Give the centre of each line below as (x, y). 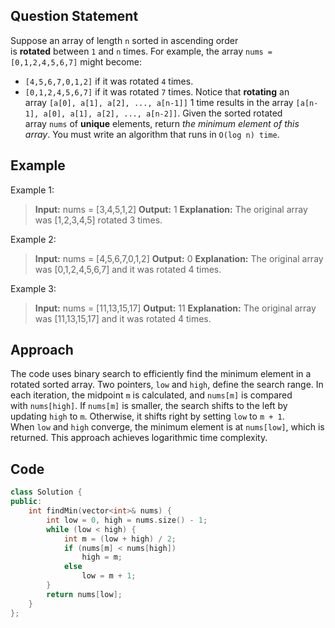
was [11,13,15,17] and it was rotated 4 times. (123, 318)
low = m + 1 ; (109, 576)
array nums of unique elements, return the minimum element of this (162, 123)
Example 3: (33, 288)
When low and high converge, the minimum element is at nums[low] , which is (167, 427)
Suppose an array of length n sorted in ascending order (124, 40)
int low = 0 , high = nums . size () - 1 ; (127, 520)
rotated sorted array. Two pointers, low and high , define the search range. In (167, 385)
